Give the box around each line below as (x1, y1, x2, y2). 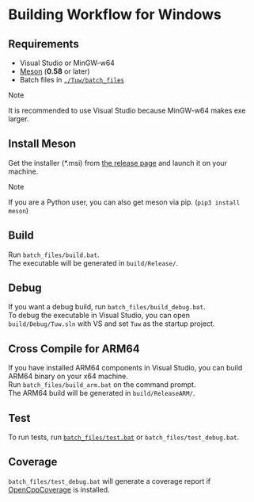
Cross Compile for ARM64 (8, 342, 140, 355)
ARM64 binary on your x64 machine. (8, 371, 129, 381)
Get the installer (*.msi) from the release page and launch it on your (8, 158, 228, 167)
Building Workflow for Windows (8, 6, 222, 24)
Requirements (8, 37, 79, 51)
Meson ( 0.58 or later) (19, 67, 90, 76)
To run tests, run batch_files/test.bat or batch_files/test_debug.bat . (8, 432, 240, 442)
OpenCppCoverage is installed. (8, 485, 110, 494)
